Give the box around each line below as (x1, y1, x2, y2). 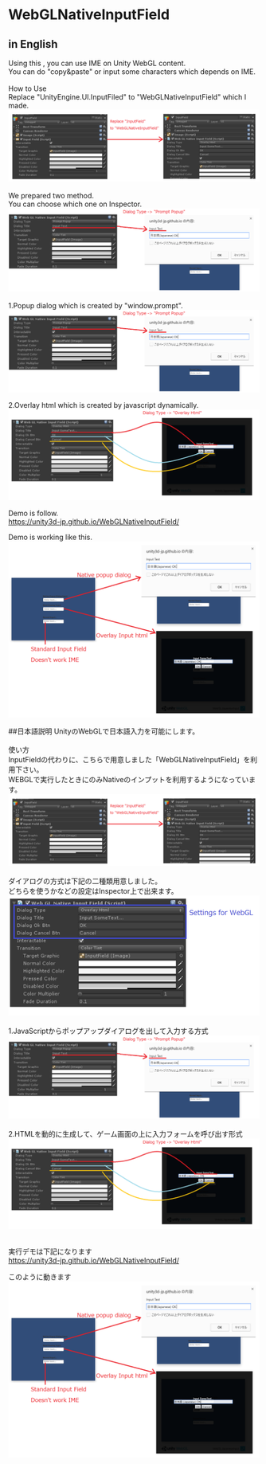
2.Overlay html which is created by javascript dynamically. (8, 401, 199, 410)
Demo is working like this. (8, 532, 93, 542)
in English (8, 37, 58, 51)
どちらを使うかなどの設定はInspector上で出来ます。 (8, 886, 178, 895)
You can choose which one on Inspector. (8, 199, 142, 209)
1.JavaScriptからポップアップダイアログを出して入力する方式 (8, 1026, 209, 1036)
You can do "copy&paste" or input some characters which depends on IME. (8, 67, 256, 76)
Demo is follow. (8, 508, 59, 518)
